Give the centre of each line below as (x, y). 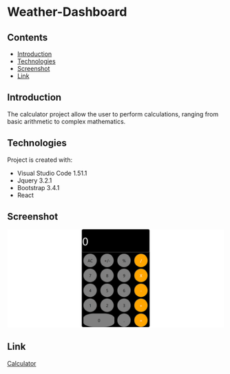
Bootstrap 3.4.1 (38, 187)
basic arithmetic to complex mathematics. (66, 121)
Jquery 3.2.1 (34, 180)
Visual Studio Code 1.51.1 (52, 173)
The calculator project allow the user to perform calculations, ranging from (113, 114)
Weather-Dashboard (67, 12)
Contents (28, 38)
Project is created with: (40, 160)
